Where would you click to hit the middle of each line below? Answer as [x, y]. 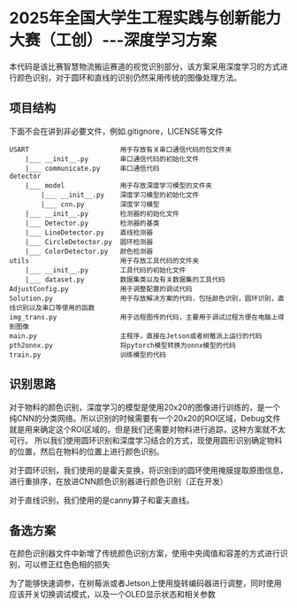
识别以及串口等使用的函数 [55, 308]
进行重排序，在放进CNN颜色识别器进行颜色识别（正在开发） [118, 481]
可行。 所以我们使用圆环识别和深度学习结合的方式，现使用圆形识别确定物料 [146, 440]
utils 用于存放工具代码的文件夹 [104, 261]
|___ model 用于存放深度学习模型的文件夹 [118, 185]
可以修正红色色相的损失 [67, 565]
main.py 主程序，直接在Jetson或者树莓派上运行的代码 [136, 336]
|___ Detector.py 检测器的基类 [92, 223]
